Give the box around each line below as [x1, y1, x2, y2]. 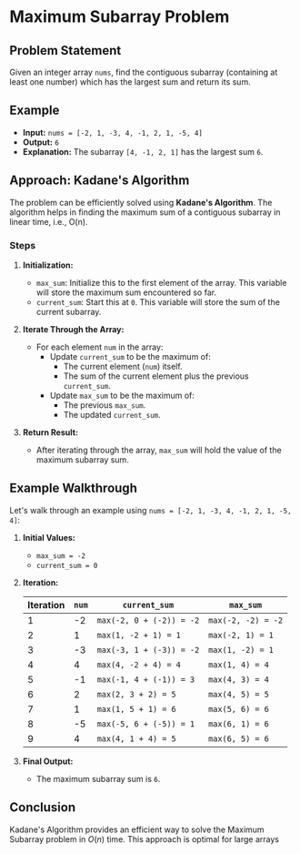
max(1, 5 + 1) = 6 [96, 704, 177, 714]
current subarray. [35, 306, 102, 317]
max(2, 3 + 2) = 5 [96, 689, 177, 699]
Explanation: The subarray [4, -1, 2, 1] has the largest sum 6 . [22, 146, 264, 157]
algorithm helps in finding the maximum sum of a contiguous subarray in [9, 207, 281, 218]
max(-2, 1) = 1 [207, 630, 275, 640]
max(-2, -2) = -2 [207, 615, 284, 625]
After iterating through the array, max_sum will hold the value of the [35, 444, 282, 455]
